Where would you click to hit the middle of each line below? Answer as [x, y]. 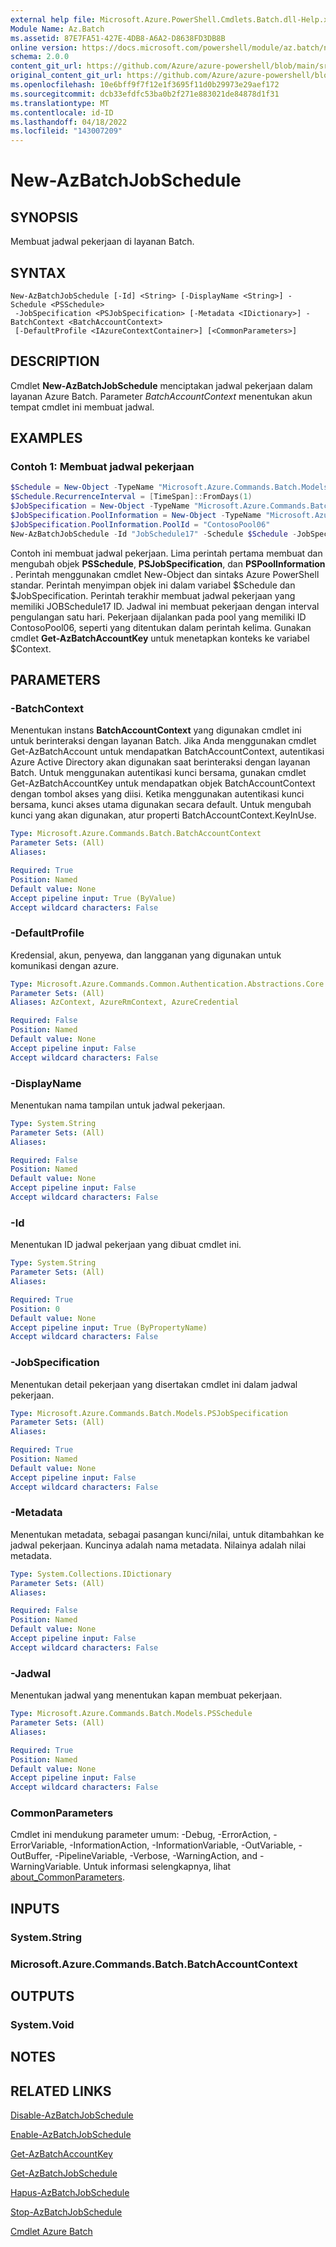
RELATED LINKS [61, 2091]
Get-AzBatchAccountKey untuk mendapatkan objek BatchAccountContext [163, 783]
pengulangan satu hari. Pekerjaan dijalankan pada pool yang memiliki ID [158, 617]
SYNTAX [38, 272]
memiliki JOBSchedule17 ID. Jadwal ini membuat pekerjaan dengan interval [165, 606]
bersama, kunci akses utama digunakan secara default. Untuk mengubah [161, 805]
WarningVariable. [46, 1867]
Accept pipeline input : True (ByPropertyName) [109, 1327]
